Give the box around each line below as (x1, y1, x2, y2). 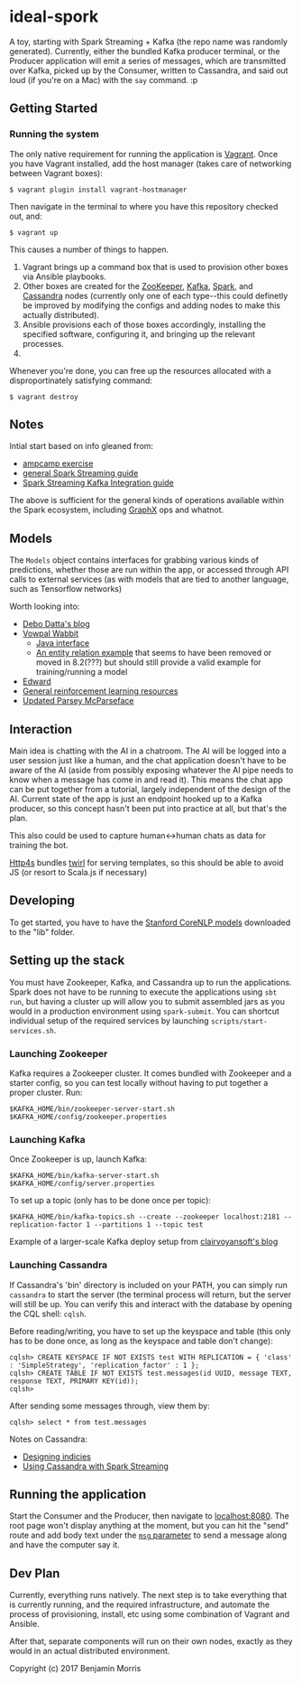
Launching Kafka (9, 1133, 86, 1145)
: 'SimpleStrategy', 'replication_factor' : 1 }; (9, 1360, 200, 1370)
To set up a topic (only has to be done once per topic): (9, 1195, 212, 1206)
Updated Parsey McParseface (22, 696, 134, 706)
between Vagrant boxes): (9, 167, 104, 178)
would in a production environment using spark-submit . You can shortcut (9, 1005, 279, 1016)
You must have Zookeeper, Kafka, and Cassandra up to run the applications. (9, 977, 292, 987)
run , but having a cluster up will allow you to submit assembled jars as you (9, 996, 286, 1006)
